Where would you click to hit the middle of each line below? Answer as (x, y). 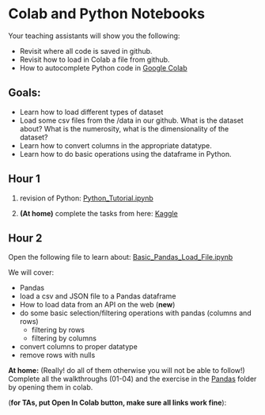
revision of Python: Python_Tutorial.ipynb (87, 198)
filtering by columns (64, 338)
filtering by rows (58, 330)
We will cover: (31, 272)
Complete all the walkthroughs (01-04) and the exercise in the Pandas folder (132, 379)
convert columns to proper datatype (79, 347)
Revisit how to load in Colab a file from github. (95, 59)
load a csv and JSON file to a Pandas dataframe (98, 296)
